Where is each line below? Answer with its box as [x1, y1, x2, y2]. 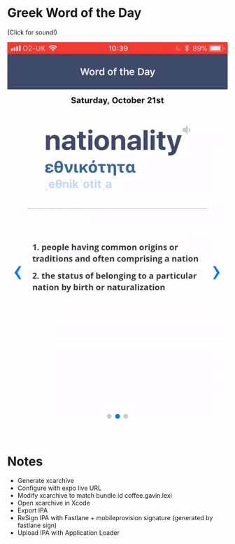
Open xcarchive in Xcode [17, 499, 91, 508]
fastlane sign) [17, 521, 57, 530]
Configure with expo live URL [17, 484, 102, 492]
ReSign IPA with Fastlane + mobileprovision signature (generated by [17, 514, 213, 522]
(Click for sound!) [7, 28, 58, 36]
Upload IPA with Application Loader [17, 529, 120, 537]
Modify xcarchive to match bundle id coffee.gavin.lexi [17, 491, 173, 500]
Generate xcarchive [17, 477, 75, 485]
